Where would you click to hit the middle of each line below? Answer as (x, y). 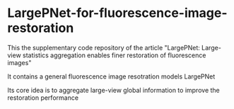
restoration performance (43, 98)
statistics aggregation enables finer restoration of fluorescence (114, 55)
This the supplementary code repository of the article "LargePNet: (104, 47)
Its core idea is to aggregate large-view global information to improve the (114, 90)
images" (19, 62)
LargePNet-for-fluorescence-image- (117, 13)
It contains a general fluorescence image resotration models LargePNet (111, 76)
